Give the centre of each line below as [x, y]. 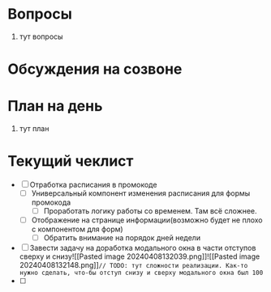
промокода [51, 202]
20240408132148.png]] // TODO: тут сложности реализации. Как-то [133, 265]
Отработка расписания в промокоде [93, 184]
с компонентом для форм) [77, 229]
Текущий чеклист [71, 161]
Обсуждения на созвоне [95, 69]
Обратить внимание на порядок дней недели [122, 238]
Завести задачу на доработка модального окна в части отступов [143, 248]
